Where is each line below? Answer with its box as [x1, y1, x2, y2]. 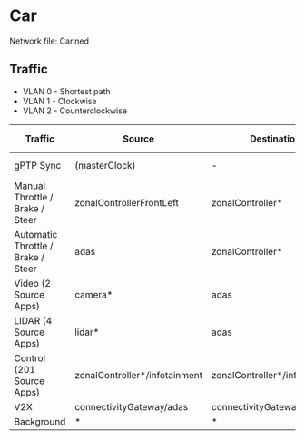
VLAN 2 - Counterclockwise [22, 105, 128, 116]
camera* [74, 288, 113, 300]
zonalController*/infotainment [74, 368, 202, 381]
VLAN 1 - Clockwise [22, 95, 97, 106]
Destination [249, 132, 301, 145]
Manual [14, 179, 46, 191]
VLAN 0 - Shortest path [22, 85, 111, 96]
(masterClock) [74, 159, 136, 171]
